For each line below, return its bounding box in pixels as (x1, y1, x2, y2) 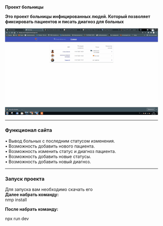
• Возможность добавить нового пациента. (5, 143, 95, 149)
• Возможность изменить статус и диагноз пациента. (5, 148, 116, 154)
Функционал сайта (5, 127, 52, 133)
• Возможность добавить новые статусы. (5, 153, 91, 159)
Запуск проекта (5, 175, 45, 182)
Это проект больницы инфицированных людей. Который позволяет (5, 14, 150, 19)
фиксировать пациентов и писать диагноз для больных (5, 19, 124, 24)
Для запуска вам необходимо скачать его (5, 187, 93, 192)
